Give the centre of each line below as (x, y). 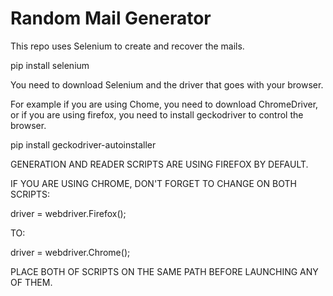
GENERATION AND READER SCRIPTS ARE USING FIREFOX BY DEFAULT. (159, 164)
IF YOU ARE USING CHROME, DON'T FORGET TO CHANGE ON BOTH (153, 183)
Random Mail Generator (111, 18)
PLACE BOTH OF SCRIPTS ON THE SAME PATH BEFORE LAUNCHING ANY (164, 271)
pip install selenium (50, 65)
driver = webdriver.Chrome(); (70, 252)
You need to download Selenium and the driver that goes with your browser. (167, 84)
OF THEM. (31, 282)
